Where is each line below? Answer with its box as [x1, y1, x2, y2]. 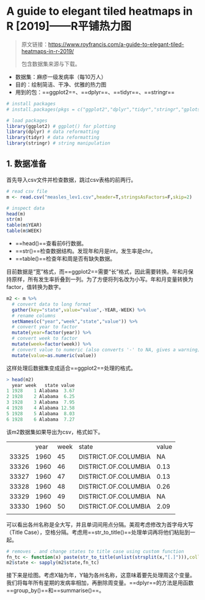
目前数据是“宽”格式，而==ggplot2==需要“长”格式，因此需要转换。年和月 [6, 268, 189, 275]
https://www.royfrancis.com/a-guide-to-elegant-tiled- [48, 40, 184, 48]
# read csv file [6, 188, 48, 194]
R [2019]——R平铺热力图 [6, 20, 132, 33]
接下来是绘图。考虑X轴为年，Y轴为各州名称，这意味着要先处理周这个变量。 [6, 571, 196, 579]
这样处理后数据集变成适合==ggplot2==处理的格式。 [6, 364, 136, 372]
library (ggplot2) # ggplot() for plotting [6, 123, 116, 129]
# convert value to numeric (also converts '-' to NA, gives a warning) [12, 347, 201, 353]
